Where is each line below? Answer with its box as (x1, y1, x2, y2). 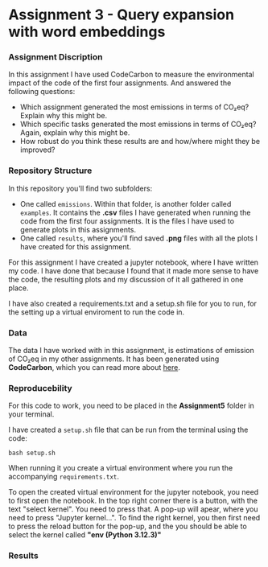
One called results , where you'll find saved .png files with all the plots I (19, 233, 258, 243)
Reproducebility (8, 383, 72, 393)
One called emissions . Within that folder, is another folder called (19, 199, 232, 208)
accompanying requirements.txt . (8, 472, 119, 482)
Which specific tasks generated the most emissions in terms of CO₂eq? (19, 119, 257, 129)
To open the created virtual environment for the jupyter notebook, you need (8, 487, 259, 497)
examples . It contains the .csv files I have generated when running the (19, 207, 251, 217)
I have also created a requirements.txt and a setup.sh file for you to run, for (8, 298, 258, 308)
